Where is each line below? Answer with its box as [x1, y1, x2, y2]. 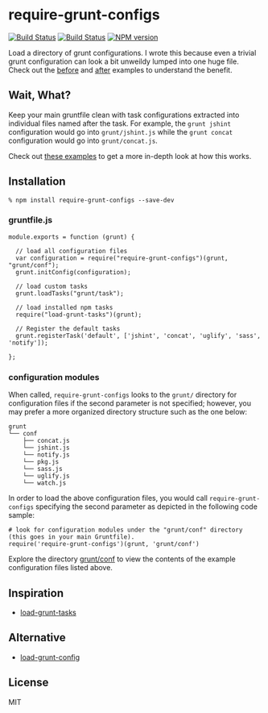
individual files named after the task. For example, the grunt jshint [8, 119, 232, 128]
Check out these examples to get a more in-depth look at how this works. [8, 151, 252, 161]
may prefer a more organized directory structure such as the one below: [8, 407, 248, 417]
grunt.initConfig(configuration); [15, 268, 131, 276]
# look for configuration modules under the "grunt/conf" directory [8, 526, 243, 534]
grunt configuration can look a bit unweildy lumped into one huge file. [8, 56, 239, 66]
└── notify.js [23, 451, 70, 459]
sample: [8, 511, 35, 520]
